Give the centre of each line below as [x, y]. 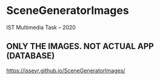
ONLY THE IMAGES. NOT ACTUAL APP [80, 46]
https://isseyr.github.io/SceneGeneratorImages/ [66, 70]
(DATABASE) [31, 56]
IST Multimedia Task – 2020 [41, 27]
